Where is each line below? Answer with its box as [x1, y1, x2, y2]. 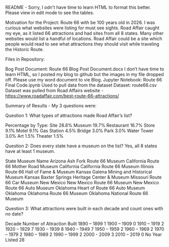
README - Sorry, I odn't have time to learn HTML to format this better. [5, 5, 151, 10]
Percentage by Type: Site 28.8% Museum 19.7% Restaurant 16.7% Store [5, 122, 155, 128]
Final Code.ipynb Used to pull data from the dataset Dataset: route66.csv [5, 82, 157, 88]
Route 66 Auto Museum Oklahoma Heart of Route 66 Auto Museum [5, 185, 145, 191]
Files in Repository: [5, 56, 45, 62]
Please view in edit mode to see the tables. [5, 10, 94, 16]
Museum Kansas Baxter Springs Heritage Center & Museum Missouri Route [5, 174, 162, 180]
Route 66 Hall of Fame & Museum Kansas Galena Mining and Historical [5, 169, 152, 175]
